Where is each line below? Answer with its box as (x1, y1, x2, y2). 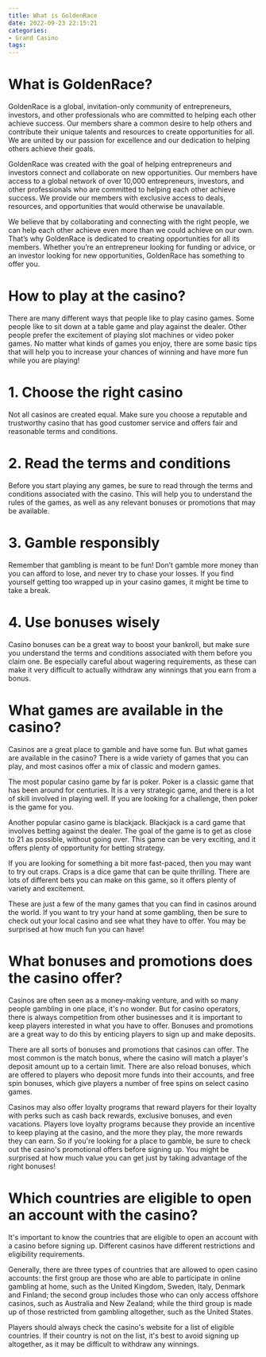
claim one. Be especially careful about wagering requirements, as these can (8, 657, 256, 666)
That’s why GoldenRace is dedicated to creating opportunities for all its (8, 234, 240, 243)
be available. (8, 506, 50, 515)
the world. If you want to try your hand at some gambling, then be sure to (8, 907, 248, 917)
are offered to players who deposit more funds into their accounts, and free (8, 1070, 255, 1080)
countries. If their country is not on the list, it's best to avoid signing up (8, 1331, 240, 1340)
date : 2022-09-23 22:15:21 (8, 19, 98, 27)
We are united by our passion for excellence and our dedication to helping (8, 136, 250, 145)
